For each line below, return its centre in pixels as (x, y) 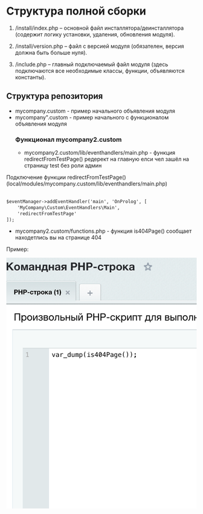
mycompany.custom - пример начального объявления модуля (95, 111)
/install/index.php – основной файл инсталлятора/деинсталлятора (99, 28)
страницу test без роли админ (63, 165)
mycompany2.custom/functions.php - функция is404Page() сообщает (103, 231)
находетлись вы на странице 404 (58, 238)
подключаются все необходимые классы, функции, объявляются (100, 70)
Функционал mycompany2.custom (68, 139)
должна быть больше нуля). (51, 52)
